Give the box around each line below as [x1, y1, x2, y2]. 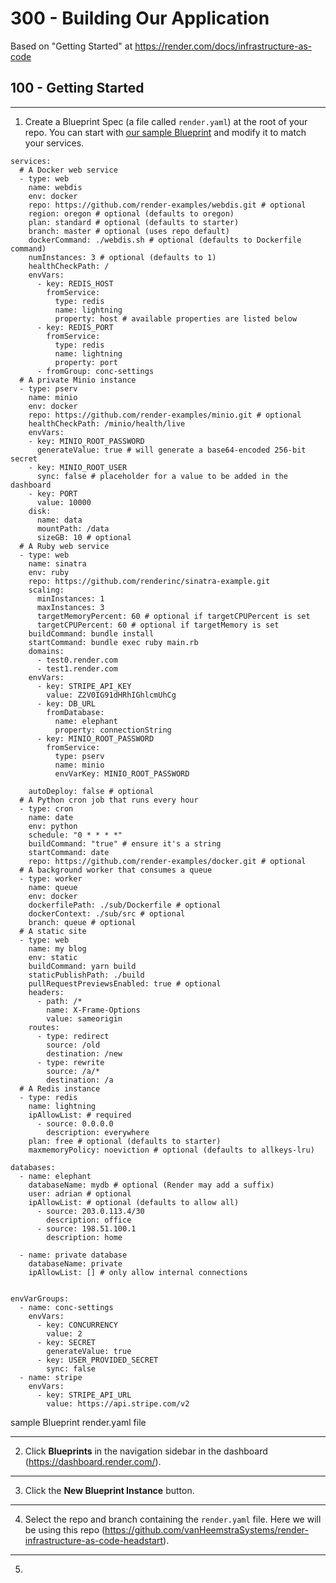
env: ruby [28, 567, 70, 577]
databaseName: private [28, 1258, 123, 1269]
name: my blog [28, 943, 87, 954]
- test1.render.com [36, 663, 118, 674]
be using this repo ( [24, 1523, 106, 1536]
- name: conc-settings [19, 1302, 114, 1312]
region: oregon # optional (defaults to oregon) [28, 208, 235, 219]
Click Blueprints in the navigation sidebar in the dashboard [24, 1445, 268, 1457]
